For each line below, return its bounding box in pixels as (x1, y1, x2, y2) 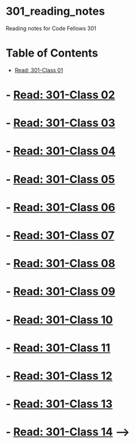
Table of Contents (5, 46, 98, 60)
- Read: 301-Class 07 (5, 228, 114, 242)
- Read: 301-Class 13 (5, 397, 113, 411)
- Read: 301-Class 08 (5, 257, 115, 271)
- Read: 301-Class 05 (5, 172, 115, 186)
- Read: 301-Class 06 (5, 200, 115, 214)
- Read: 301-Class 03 (5, 116, 115, 130)
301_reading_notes (5, 4, 105, 18)
